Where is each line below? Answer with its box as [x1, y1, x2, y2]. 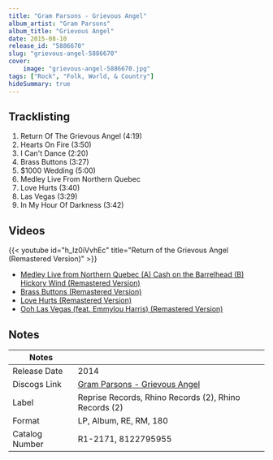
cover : [8, 58, 31, 66]
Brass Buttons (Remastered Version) [19, 287, 142, 297]
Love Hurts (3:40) [19, 183, 80, 193]
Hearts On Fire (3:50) [19, 140, 92, 150]
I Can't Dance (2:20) [19, 148, 89, 158]
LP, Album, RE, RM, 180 [77, 415, 169, 426]
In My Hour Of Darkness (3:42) [19, 200, 124, 210]
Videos [8, 224, 45, 238]
